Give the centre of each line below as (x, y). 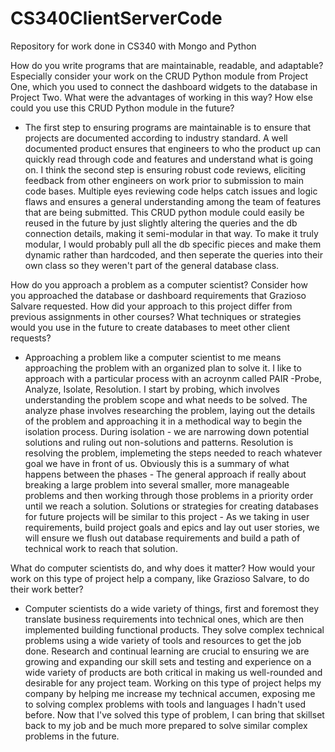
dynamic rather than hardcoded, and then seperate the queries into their (173, 254)
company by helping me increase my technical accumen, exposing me (170, 693)
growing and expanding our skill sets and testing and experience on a (168, 661)
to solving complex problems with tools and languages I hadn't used (165, 704)
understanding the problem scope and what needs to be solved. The (166, 399)
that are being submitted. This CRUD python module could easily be (164, 212)
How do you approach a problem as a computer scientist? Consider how (159, 284)
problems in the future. (72, 736)
